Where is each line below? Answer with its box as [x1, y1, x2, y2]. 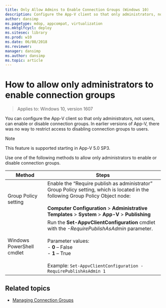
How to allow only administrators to [5, 79, 154, 90]
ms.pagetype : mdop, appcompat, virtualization [5, 21, 103, 26]
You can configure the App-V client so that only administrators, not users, [5, 116, 155, 122]
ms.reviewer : [5, 44, 32, 49]
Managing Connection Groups [12, 297, 74, 303]
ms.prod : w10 [5, 35, 32, 40]
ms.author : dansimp [5, 53, 45, 58]
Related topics [5, 284, 50, 292]
